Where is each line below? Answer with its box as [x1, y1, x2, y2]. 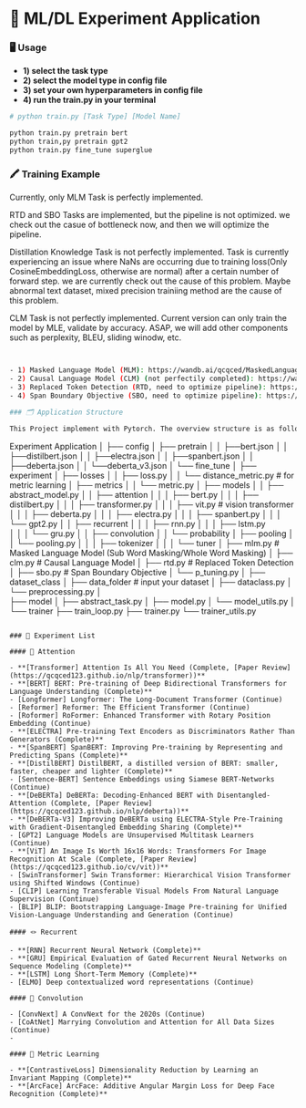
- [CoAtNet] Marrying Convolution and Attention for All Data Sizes [9, 1017, 275, 1027]
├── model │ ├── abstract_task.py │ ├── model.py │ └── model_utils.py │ [9, 595, 296, 606]
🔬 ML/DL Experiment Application [9, 8, 261, 29]
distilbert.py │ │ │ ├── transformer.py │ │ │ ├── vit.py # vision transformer [9, 499, 294, 510]
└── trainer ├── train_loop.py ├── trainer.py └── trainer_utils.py [9, 606, 257, 616]
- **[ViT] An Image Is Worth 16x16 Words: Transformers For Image [9, 846, 267, 855]
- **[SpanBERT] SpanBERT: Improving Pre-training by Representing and [9, 742, 283, 751]
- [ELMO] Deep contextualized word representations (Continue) [9, 978, 255, 987]
